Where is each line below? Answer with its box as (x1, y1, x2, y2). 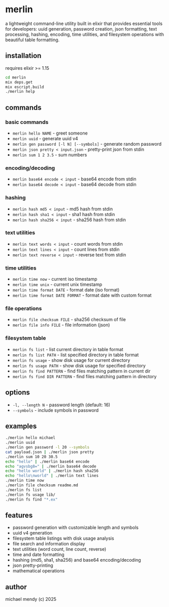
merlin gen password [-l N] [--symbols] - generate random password (12, 141, 162, 147)
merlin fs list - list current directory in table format (12, 346, 123, 352)
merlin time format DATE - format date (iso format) (12, 287, 120, 293)
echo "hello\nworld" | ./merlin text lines (5, 473, 99, 479)
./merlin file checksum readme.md (5, 483, 79, 488)
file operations (5, 305, 42, 312)
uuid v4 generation (12, 530, 53, 536)
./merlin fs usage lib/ (5, 492, 56, 497)
